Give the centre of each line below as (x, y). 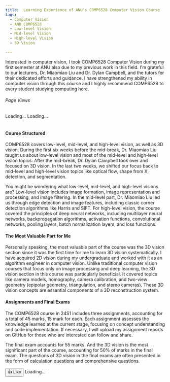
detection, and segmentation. (36, 177)
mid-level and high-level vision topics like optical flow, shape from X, (77, 171)
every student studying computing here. (47, 89)
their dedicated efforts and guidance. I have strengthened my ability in (79, 78)
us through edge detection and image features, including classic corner (80, 203)
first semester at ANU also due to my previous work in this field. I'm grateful (84, 67)
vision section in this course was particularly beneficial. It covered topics (81, 274)
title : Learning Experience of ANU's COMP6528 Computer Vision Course (82, 10)
